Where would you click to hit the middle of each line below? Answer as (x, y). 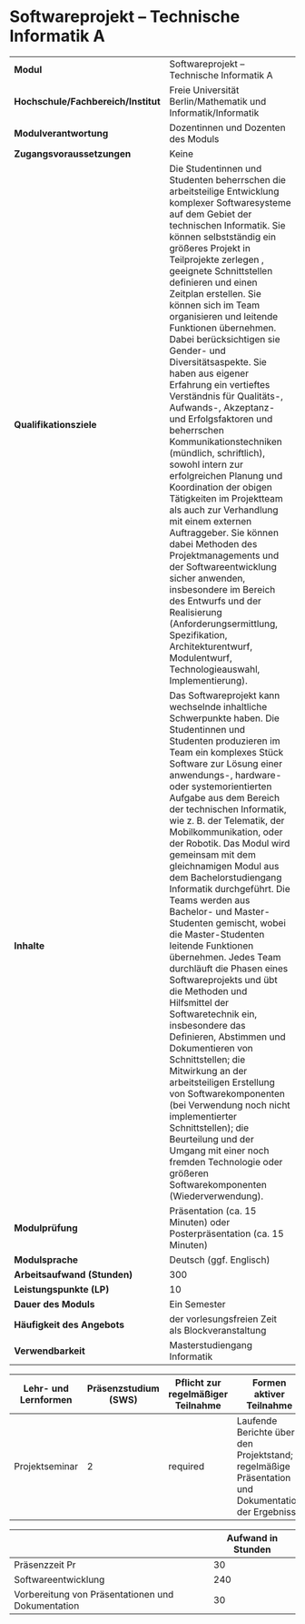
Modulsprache (46, 1260)
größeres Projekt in (210, 248)
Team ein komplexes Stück (226, 752)
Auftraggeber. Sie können (224, 533)
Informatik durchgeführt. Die (230, 888)
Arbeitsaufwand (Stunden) (74, 1274)
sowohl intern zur (206, 464)
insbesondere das (207, 1025)
